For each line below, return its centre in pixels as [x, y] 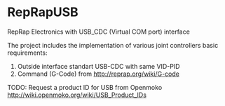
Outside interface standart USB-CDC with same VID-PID [98, 66]
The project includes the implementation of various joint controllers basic [113, 45]
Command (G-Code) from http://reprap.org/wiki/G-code [98, 74]
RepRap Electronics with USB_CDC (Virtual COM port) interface [99, 32]
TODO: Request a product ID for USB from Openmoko [85, 87]
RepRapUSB [43, 12]
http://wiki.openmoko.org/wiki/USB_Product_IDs [77, 95]
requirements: [27, 53]
